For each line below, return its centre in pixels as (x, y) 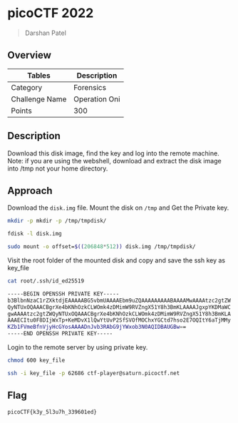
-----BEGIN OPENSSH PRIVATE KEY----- (63, 294)
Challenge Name (39, 99)
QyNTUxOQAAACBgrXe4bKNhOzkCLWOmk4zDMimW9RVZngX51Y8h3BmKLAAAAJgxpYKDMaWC (119, 307)
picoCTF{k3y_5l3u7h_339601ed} (52, 412)
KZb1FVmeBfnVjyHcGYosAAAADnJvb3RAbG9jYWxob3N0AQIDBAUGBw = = (97, 327)
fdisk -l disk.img (35, 234)
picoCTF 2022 (51, 13)
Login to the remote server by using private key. (78, 347)
